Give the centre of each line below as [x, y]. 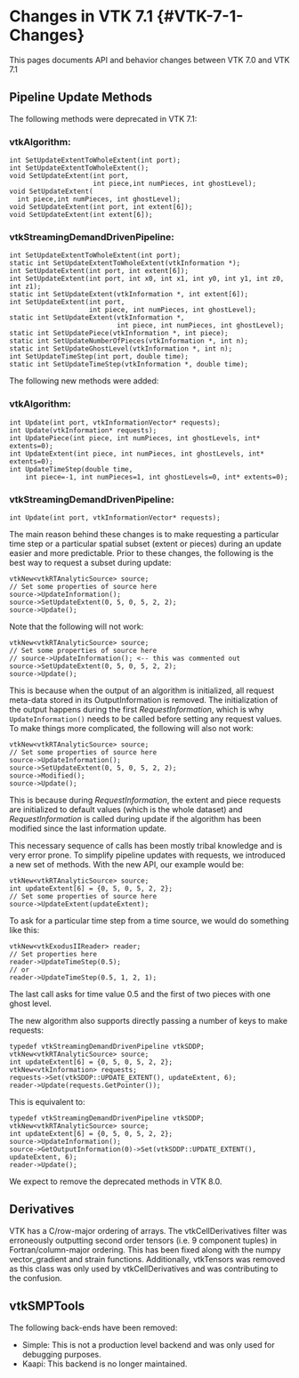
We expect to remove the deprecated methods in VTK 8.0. [116, 1181]
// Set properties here [53, 954]
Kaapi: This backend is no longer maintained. [105, 1364]
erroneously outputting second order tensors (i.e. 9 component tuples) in [143, 1240]
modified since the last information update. [88, 828]
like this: [24, 930]
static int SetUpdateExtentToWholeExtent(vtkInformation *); [125, 263]
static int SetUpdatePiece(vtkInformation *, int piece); [119, 334]
